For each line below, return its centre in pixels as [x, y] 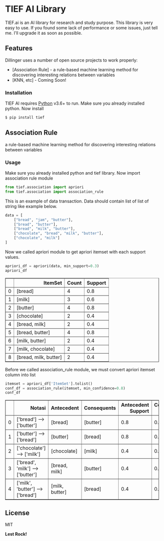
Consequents [100, 408]
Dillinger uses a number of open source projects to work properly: [72, 60]
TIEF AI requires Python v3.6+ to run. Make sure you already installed [75, 103]
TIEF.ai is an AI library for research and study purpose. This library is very [79, 23]
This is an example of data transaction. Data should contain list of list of [77, 201]
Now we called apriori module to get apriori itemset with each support [75, 252]
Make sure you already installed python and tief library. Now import [73, 173]
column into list [20, 375]
